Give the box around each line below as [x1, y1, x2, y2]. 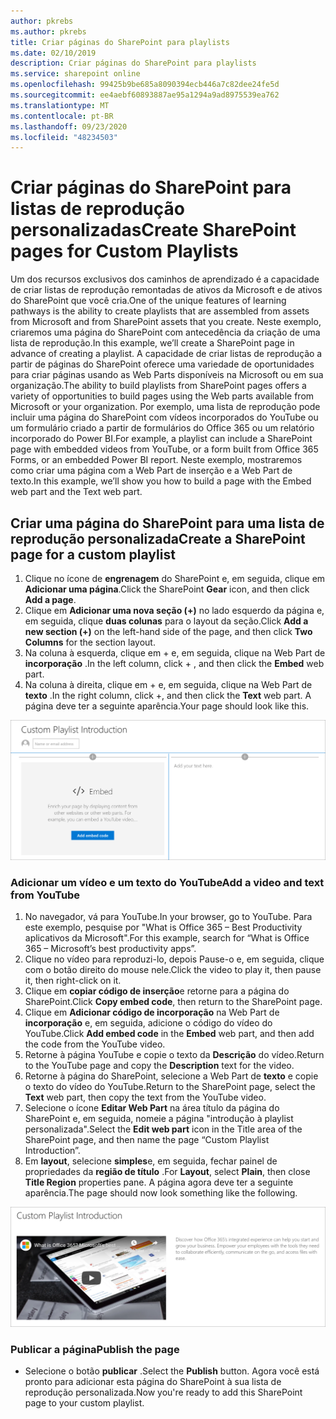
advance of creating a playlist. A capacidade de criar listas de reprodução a [10, 348, 323, 360]
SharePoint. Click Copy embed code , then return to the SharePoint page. [24, 996, 323, 1008]
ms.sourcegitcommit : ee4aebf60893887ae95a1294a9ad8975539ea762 [10, 90, 280, 100]
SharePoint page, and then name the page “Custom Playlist [24, 1134, 270, 1146]
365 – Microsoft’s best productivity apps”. [24, 943, 197, 955]
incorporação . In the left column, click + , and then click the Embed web [24, 658, 325, 669]
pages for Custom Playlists [10, 240, 239, 263]
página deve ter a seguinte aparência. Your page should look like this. [24, 700, 310, 712]
